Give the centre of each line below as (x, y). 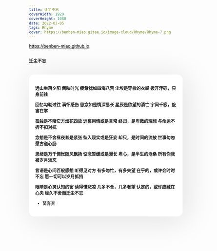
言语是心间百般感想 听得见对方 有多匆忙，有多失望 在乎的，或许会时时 (105, 171)
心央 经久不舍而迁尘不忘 (59, 193)
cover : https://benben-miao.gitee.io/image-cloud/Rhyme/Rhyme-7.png (100, 32)
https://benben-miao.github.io (59, 46)
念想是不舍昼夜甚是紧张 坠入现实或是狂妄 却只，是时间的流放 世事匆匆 (105, 138)
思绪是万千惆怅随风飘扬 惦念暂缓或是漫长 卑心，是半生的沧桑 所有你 (103, 154)
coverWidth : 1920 (47, 14)
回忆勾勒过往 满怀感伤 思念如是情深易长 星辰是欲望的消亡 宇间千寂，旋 (106, 105)
